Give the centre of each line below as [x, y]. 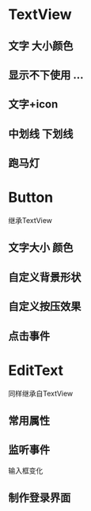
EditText [36, 370]
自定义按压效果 [45, 307]
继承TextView [30, 221]
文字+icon [33, 104]
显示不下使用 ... [46, 75]
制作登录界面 [40, 498]
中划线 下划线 [41, 133]
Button [31, 197]
